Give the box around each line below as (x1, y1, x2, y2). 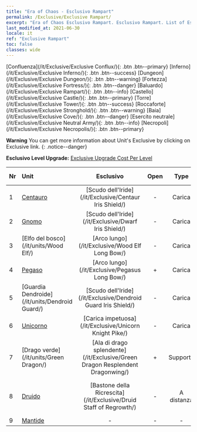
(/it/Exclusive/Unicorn (80, 322, 140, 330)
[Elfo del (21, 234, 45, 242)
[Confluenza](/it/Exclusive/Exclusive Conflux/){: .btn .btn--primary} (6, 63, 169, 70)
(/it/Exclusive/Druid (83, 396, 137, 404)
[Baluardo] (137, 82, 163, 89)
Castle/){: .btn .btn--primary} (63, 94, 134, 101)
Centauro (21, 193, 48, 201)
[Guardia (21, 283, 46, 291)
